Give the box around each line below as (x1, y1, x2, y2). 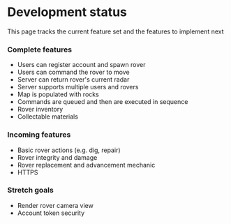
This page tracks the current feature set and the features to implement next (7, 27, 225, 36)
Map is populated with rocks (17, 90, 99, 98)
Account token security (17, 209, 85, 217)
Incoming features (7, 130, 71, 140)
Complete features (7, 45, 72, 54)
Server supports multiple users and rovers (17, 83, 139, 91)
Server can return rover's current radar (17, 75, 130, 84)
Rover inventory (17, 105, 64, 114)
